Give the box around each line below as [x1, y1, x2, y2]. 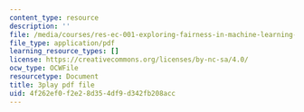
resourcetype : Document [9, 72, 100, 81]
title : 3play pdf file [9, 80, 95, 89]
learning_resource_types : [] [9, 47, 119, 56]
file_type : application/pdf [9, 38, 116, 48]
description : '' [9, 22, 71, 31]
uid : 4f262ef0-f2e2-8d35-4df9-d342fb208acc [9, 89, 176, 98]
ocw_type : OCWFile [9, 64, 79, 73]
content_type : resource [9, 13, 100, 23]
